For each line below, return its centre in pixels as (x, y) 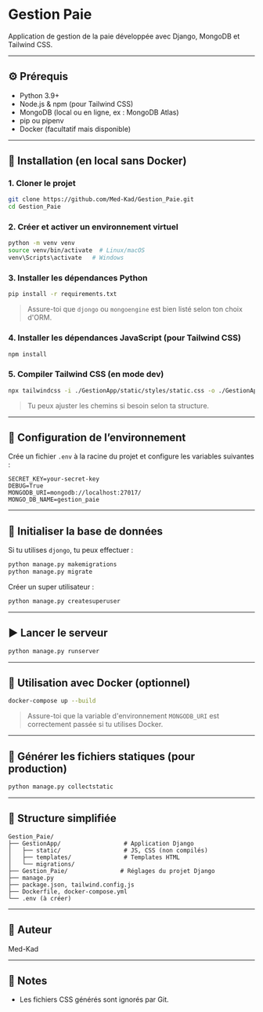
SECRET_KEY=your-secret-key (54, 479)
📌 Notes (28, 980)
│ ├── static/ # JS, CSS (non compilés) (108, 850)
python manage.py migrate (50, 572)
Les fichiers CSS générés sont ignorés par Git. (94, 999)
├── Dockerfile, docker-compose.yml (68, 891)
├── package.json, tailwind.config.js (71, 885)
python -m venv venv (42, 243)
